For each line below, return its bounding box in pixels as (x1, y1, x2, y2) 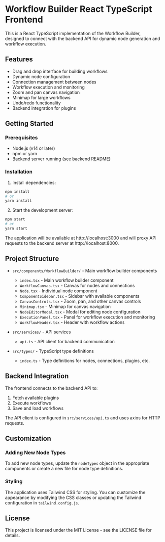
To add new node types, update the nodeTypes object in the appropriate (5, 460, 149, 466)
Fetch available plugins (12, 395, 59, 401)
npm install (5, 189, 30, 194)
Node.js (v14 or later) (12, 145, 55, 151)
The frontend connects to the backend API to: (5, 385, 98, 391)
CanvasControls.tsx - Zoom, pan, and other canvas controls (19, 298, 141, 304)
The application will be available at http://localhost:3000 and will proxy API (5, 235, 157, 241)
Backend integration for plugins (12, 105, 76, 111)
